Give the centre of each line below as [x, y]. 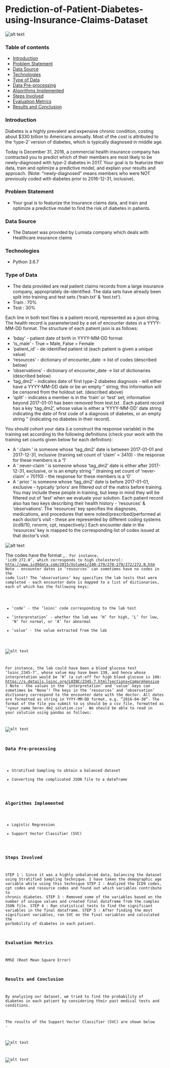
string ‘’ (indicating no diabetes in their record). [61, 419]
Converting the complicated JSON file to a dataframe [70, 779]
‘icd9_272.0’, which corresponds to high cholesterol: [64, 560]
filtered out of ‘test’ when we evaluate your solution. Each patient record [88, 497]
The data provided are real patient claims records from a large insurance [88, 286]
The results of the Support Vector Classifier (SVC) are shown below [80, 1022]
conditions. [18, 1005]
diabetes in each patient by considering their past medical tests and [82, 1001]
